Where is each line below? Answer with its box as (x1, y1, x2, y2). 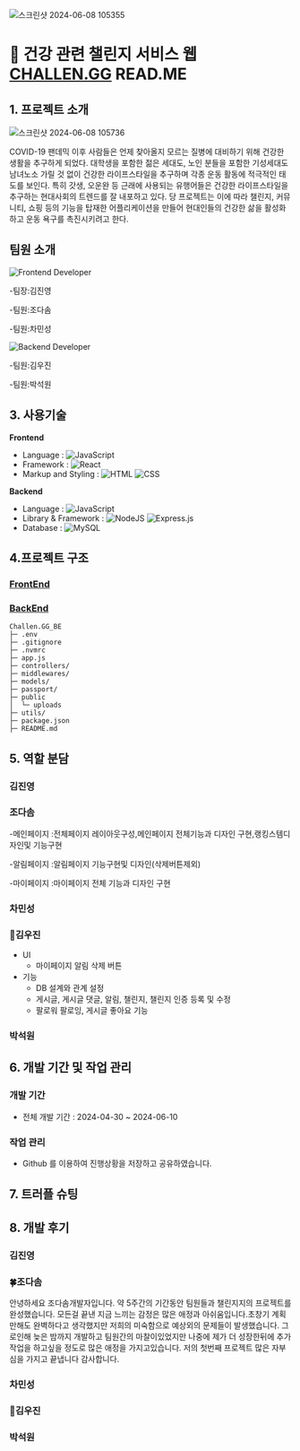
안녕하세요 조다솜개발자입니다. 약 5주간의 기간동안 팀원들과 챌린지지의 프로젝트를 (9, 1297, 292, 1308)
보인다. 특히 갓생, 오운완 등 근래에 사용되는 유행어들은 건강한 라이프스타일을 (25, 180, 289, 190)
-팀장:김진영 (9, 285, 52, 296)
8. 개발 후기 (9, 1220, 70, 1235)
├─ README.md (9, 725, 58, 734)
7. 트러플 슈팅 (9, 1186, 79, 1202)
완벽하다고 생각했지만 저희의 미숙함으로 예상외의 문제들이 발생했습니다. (32, 1319, 280, 1331)
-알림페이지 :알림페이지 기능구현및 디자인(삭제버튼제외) (9, 858, 201, 869)
